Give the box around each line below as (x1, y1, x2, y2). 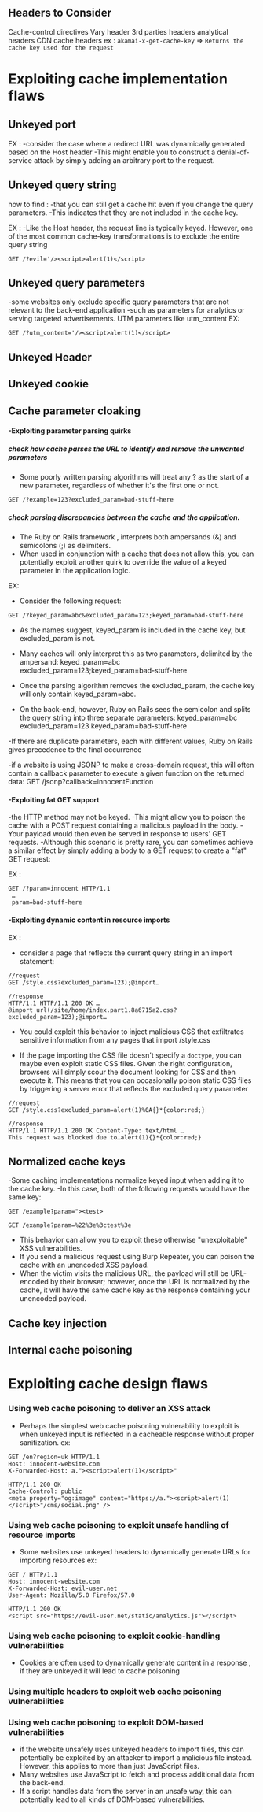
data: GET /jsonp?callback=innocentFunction (8, 777, 154, 787)
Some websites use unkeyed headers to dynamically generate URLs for (19, 1547, 251, 1556)
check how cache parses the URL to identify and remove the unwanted (8, 444, 245, 454)
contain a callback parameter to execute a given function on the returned (8, 769, 245, 778)
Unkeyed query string (8, 179, 117, 192)
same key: (8, 1192, 42, 1202)
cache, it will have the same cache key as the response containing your (19, 1285, 251, 1295)
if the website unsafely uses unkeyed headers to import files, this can (19, 1744, 245, 1755)
